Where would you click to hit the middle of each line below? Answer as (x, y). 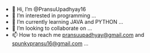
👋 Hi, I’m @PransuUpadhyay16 (49, 9)
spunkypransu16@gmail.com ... (50, 43)
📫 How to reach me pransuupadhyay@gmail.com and (78, 35)
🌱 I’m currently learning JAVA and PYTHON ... (67, 22)
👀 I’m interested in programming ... (54, 15)
